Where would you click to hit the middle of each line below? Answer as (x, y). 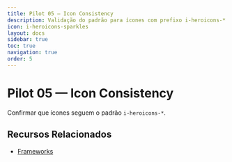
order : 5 (20, 59)
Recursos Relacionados (60, 135)
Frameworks (35, 151)
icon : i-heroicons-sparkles (48, 26)
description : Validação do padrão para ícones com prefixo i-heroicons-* (117, 20)
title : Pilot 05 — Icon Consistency (60, 14)
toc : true (22, 46)
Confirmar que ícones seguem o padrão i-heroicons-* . (86, 113)
